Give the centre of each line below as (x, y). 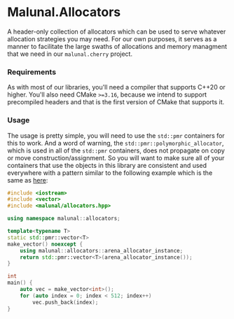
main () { (20, 283)
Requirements (32, 72)
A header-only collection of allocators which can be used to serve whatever (117, 31)
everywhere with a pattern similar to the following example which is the (110, 173)
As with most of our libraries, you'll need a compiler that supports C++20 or (116, 87)
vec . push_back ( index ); (66, 302)
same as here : (28, 180)
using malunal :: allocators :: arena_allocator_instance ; (102, 250)
